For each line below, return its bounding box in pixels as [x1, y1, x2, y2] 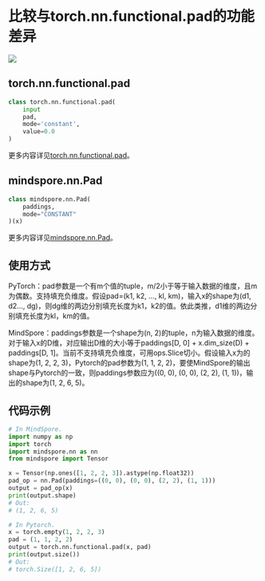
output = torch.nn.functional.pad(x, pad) [8, 543, 152, 551]
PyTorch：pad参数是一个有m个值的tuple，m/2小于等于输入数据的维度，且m [8, 281, 258, 291]
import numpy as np [8, 433, 73, 441]
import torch [8, 440, 52, 448]
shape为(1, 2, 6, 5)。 [22, 378, 89, 388]
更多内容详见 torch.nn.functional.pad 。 [8, 151, 134, 160]
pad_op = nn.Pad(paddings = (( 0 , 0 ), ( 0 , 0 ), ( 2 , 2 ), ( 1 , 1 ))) [8, 476, 216, 485]
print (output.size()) [8, 551, 81, 559]
